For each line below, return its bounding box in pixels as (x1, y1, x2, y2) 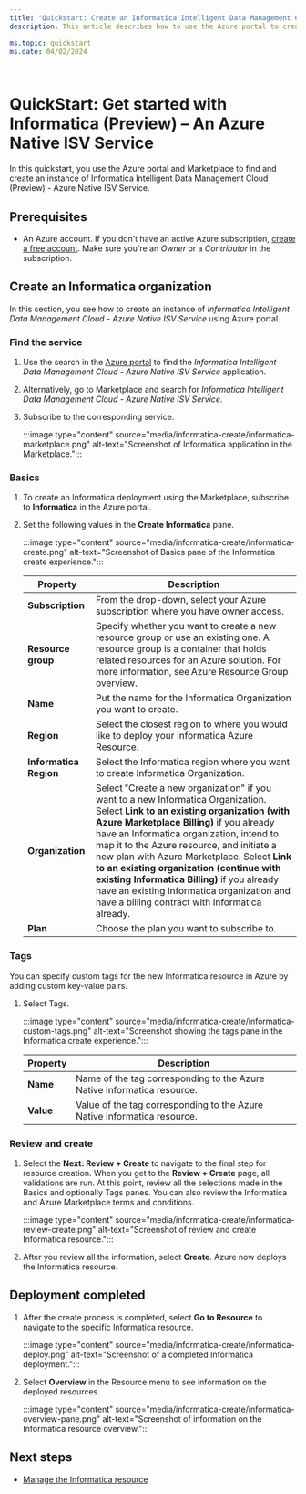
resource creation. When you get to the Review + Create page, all (22, 1168, 270, 1178)
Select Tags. (22, 997, 70, 1009)
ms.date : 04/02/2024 (9, 47, 88, 56)
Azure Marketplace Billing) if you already (95, 816, 275, 829)
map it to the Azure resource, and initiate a (95, 839, 277, 852)
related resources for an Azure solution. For (95, 654, 281, 667)
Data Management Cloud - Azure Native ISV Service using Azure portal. (9, 312, 280, 324)
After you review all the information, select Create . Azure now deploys (22, 1252, 287, 1262)
